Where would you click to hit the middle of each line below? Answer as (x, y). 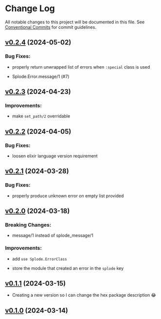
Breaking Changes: (28, 225)
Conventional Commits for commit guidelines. (51, 27)
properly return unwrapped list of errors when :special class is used (81, 67)
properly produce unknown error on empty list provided (68, 196)
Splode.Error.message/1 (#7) (41, 76)
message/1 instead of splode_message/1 (53, 235)
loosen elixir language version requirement (55, 156)
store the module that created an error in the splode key (68, 268)
